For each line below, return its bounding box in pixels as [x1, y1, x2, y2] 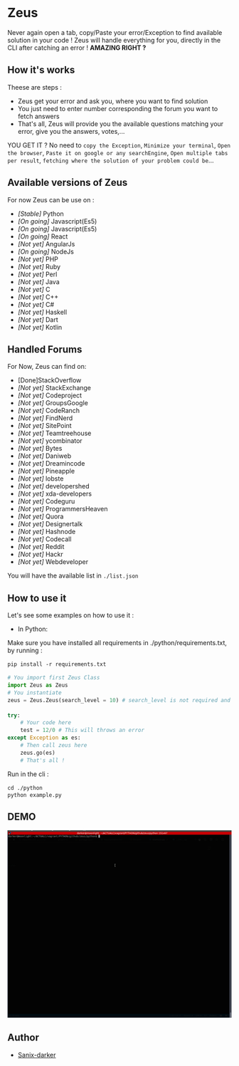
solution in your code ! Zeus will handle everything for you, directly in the [7, 36, 221, 44]
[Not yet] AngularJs [17, 239, 75, 248]
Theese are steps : [7, 83, 63, 91]
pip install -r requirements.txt [7, 661, 107, 668]
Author [7, 1032, 39, 1044]
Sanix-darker [17, 1050, 56, 1059]
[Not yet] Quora [17, 512, 64, 521]
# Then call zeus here [20, 742, 87, 749]
